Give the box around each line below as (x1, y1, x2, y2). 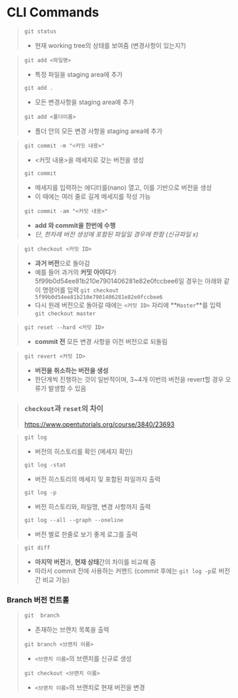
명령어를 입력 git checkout (42, 286, 119, 294)
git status (24, 28, 57, 35)
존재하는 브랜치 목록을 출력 (34, 625, 110, 634)
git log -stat (24, 462, 66, 469)
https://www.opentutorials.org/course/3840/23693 (24, 420, 175, 429)
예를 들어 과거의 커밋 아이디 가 (34, 268, 117, 276)
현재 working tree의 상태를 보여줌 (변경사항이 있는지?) (34, 41, 187, 50)
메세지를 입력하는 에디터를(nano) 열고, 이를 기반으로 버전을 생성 (34, 183, 212, 192)
